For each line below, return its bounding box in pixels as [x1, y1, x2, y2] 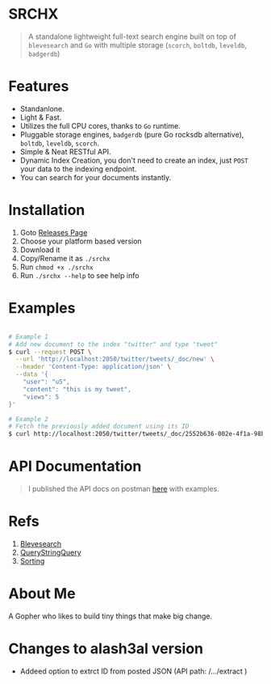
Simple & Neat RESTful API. [19, 146, 111, 156]
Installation [8, 201, 85, 219]
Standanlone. [19, 103, 65, 113]
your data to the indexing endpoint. [19, 163, 137, 174]
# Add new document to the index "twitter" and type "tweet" [8, 340, 219, 348]
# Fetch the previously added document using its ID [8, 422, 190, 431]
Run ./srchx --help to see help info [19, 270, 140, 280]
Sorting [19, 556, 45, 566]
